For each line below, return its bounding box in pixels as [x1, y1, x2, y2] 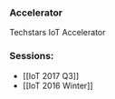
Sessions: [9, 50, 54, 63]
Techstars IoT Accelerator [9, 27, 106, 38]
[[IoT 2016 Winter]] [22, 80, 93, 91]
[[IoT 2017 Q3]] [22, 70, 80, 81]
